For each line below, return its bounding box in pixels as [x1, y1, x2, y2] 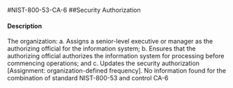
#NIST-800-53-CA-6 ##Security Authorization [7, 6, 141, 14]
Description [7, 21, 43, 30]
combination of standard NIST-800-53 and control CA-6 [7, 74, 169, 82]
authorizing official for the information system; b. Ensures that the [7, 44, 196, 53]
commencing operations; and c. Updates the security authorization [7, 59, 200, 68]
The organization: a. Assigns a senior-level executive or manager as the [7, 37, 213, 46]
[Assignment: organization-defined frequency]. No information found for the [7, 67, 227, 75]
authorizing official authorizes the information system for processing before [7, 52, 225, 60]
